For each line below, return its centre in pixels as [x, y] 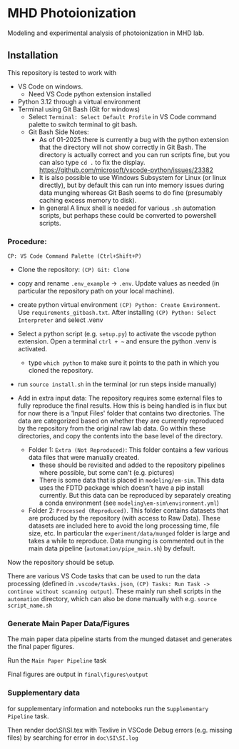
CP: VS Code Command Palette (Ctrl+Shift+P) [75, 256]
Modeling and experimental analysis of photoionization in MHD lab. [106, 33]
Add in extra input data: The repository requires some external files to [120, 398]
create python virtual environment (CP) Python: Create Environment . [119, 305]
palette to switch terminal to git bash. [83, 124]
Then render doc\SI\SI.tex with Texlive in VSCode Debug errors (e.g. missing [120, 730]
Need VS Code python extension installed [90, 94]
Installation [33, 55]
